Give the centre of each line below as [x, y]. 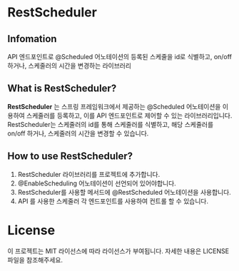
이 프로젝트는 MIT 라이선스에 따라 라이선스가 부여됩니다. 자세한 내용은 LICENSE [118, 251]
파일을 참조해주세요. [35, 260]
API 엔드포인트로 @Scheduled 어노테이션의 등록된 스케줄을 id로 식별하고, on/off [119, 57]
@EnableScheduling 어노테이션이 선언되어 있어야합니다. [97, 183]
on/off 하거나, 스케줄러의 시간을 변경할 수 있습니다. [78, 133]
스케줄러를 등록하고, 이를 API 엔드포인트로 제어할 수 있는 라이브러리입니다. [129, 116]
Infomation [32, 39]
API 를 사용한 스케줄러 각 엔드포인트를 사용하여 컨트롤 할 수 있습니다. [113, 201]
